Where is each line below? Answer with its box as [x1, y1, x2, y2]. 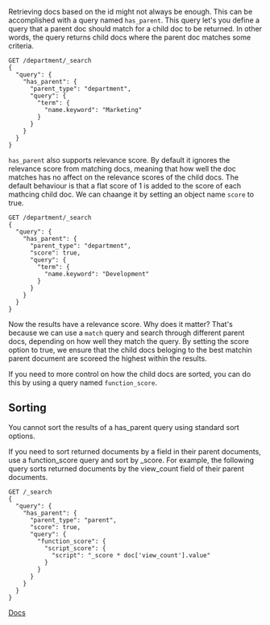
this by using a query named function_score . [8, 378, 157, 387]
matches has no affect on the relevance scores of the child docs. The [8, 172, 239, 182]
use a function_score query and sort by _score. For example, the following [8, 455, 255, 465]
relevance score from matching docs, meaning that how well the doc [8, 164, 236, 173]
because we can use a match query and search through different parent [8, 328, 245, 337]
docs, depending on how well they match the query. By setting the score [8, 337, 250, 346]
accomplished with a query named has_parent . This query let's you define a [8, 15, 260, 25]
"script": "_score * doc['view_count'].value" [51, 551, 211, 559]
